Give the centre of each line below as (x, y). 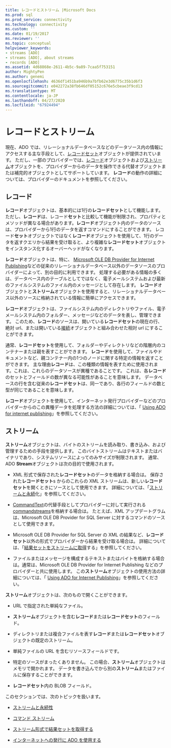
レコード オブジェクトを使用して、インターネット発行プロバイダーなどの (81, 401)
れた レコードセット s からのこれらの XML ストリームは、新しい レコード (88, 481)
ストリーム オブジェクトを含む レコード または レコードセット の (78, 617)
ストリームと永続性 (33, 707)
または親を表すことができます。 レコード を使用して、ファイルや (90, 351)
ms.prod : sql (19, 15)
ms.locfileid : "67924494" (33, 105)
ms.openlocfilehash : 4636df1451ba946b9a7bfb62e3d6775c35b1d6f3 (74, 81)
